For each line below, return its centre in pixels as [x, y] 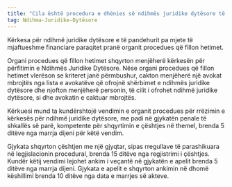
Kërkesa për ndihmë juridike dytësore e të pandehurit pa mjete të [100, 39]
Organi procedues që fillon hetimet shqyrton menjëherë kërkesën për [106, 60]
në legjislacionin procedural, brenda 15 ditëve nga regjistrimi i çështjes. [108, 154]
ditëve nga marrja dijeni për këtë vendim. [66, 133]
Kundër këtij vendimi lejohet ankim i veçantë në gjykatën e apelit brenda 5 [113, 161]
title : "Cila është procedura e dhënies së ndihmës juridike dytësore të [116, 14]
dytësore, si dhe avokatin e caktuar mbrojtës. [72, 97]
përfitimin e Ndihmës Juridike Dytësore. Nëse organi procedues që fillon [111, 68]
